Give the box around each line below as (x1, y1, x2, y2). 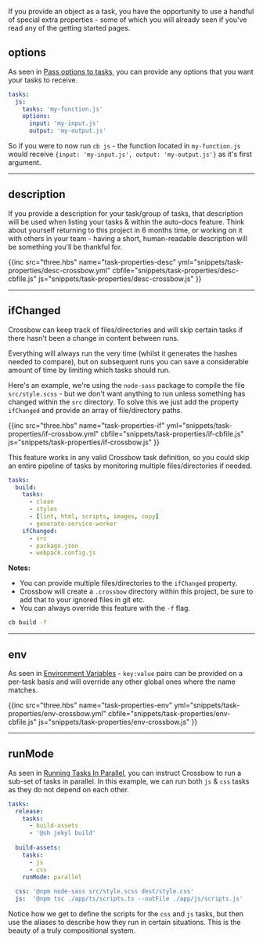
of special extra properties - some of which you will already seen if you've (8, 15, 248, 24)
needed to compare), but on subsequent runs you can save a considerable (8, 356, 249, 366)
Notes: (8, 563, 31, 572)
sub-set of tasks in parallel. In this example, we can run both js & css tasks (8, 777, 250, 786)
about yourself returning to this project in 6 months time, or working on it (8, 225, 243, 235)
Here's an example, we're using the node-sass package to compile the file (8, 380, 245, 389)
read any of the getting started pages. (8, 24, 131, 32)
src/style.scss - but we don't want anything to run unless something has (8, 389, 246, 398)
